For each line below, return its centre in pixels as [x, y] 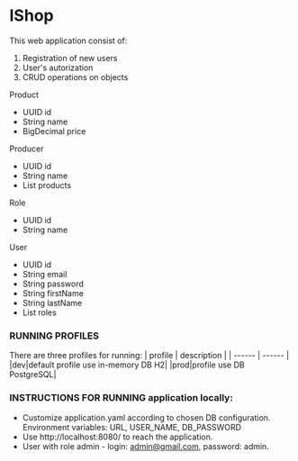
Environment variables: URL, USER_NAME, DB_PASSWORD [131, 427]
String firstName [53, 293]
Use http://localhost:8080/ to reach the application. [117, 437]
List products [47, 185]
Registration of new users [70, 58]
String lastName [52, 303]
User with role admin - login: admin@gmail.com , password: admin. [146, 446]
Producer [27, 149]
